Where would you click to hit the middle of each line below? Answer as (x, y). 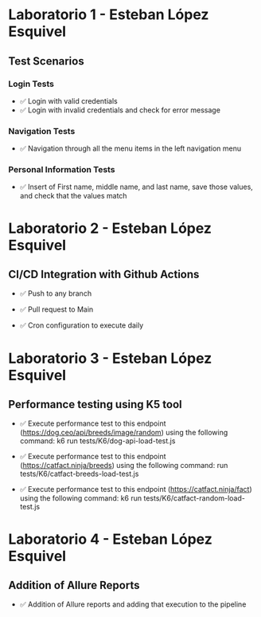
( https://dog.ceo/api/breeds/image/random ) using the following (124, 433)
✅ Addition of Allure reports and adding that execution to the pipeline (133, 604)
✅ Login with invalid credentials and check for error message (120, 110)
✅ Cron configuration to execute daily (82, 325)
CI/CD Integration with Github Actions (104, 275)
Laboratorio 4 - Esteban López (110, 539)
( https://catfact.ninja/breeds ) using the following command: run (124, 466)
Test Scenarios (47, 61)
